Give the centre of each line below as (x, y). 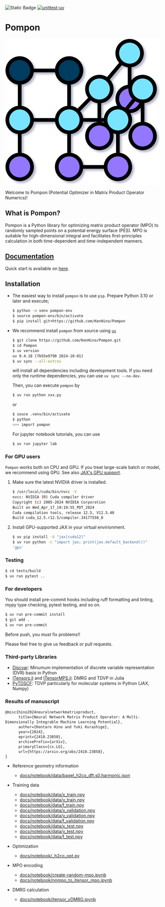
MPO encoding (27, 865)
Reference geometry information (45, 766)
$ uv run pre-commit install (35, 615)
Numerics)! (17, 197)
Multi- (133, 717)
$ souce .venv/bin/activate (41, 414)
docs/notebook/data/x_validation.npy (57, 811)
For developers (24, 589)
